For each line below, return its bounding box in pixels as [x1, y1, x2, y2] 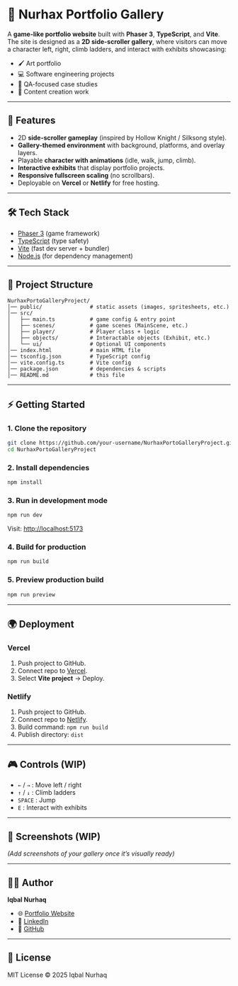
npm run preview [7, 591, 55, 598]
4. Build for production [7, 542, 86, 552]
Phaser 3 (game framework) [17, 229, 101, 237]
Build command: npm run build [17, 722, 108, 732]
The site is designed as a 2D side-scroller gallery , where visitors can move [7, 37, 228, 45]
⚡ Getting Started [7, 398, 85, 410]
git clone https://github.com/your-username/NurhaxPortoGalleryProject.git [7, 439, 236, 447]
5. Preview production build [7, 575, 104, 585]
